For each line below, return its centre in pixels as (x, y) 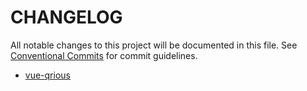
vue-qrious (47, 75)
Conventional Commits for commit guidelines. (104, 55)
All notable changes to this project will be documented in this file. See (154, 45)
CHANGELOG (66, 17)
